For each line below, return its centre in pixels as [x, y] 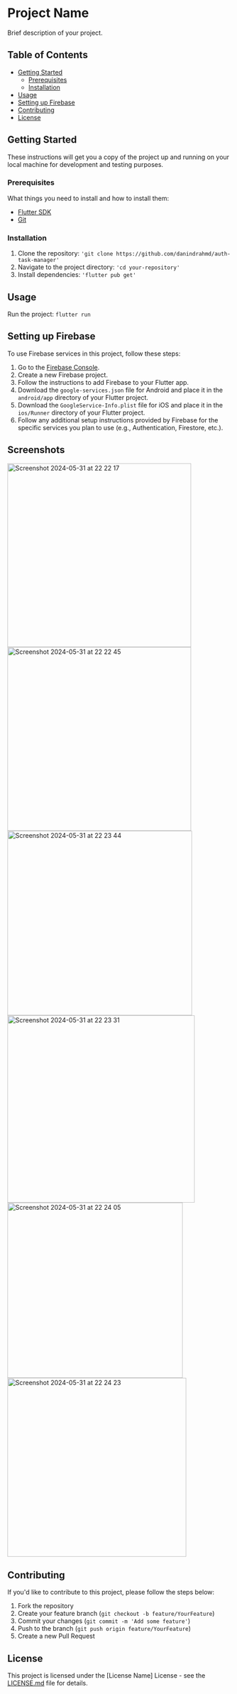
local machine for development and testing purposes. [86, 164]
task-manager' [38, 261]
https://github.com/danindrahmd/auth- [173, 254]
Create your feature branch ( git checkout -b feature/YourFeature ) [116, 1614]
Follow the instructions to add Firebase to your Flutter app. [103, 382]
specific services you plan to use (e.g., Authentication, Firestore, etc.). [120, 427]
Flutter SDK [34, 212]
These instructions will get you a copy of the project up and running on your [118, 157]
